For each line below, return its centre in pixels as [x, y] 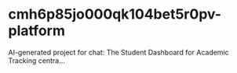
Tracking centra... [36, 61]
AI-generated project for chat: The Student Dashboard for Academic [118, 52]
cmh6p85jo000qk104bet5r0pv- [115, 14]
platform [36, 31]
